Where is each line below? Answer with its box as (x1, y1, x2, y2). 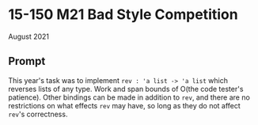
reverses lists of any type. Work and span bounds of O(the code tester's (8, 84, 244, 93)
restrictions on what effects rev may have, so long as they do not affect (8, 100, 241, 110)
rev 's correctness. (8, 109, 68, 119)
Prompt (8, 55, 46, 68)
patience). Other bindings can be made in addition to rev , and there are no (8, 93, 251, 102)
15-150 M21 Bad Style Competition (8, 6, 239, 24)
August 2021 (8, 32, 50, 41)
